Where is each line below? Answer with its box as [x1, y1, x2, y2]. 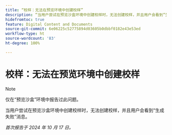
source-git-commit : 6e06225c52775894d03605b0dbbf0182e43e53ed [5, 26, 141, 32]
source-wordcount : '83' [5, 36, 56, 41]
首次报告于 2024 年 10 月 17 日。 [5, 124, 74, 130]
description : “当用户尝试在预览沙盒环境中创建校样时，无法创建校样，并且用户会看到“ [5, 12, 165, 17]
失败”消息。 [5, 113, 30, 120]
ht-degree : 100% [5, 41, 40, 46]
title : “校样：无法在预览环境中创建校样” [5, 7, 83, 13]
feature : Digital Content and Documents [5, 21, 93, 27]
